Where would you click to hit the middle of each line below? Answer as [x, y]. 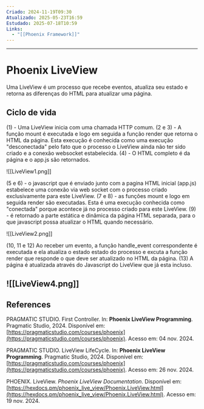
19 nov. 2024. [23, 401]
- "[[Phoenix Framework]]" [46, 35]
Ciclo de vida [31, 113]
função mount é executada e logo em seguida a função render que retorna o [102, 134]
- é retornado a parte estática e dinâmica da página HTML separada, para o [101, 215]
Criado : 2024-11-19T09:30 [39, 12]
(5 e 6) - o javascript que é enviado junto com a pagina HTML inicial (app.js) [101, 183]
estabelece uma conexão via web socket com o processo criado [87, 190]
